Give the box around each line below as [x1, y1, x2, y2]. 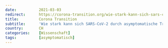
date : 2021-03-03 [5, 7, 61, 12]
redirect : [5, 12, 26, 17]
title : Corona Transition [5, 16, 77, 21]
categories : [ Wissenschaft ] [5, 30, 70, 35]
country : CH [5, 26, 43, 31]
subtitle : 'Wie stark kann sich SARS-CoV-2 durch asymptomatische [5, 21, 157, 26]
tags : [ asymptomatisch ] [5, 35, 75, 40]
